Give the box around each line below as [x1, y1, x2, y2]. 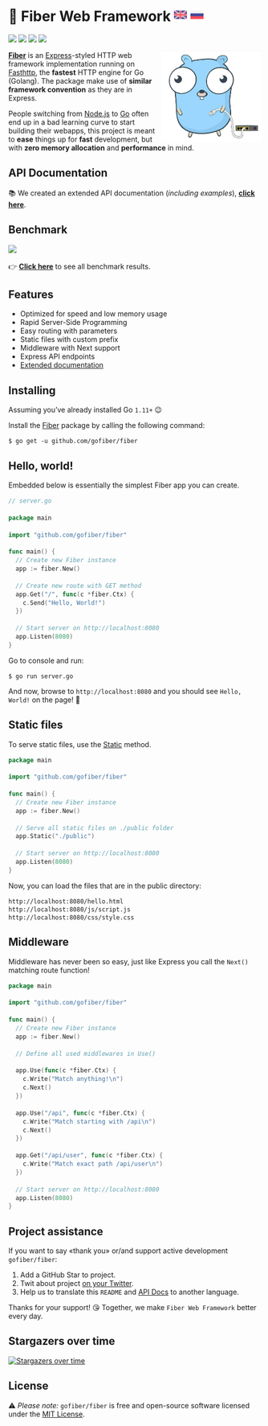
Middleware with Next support [19, 343, 120, 353]
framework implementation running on [8, 59, 135, 68]
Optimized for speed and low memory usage [19, 309, 168, 318]
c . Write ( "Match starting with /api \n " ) [22, 1117, 156, 1125]
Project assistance [8, 1224, 104, 1238]
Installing [8, 384, 56, 397]
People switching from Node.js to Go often [8, 109, 149, 118]
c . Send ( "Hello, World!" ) [22, 598, 106, 606]
